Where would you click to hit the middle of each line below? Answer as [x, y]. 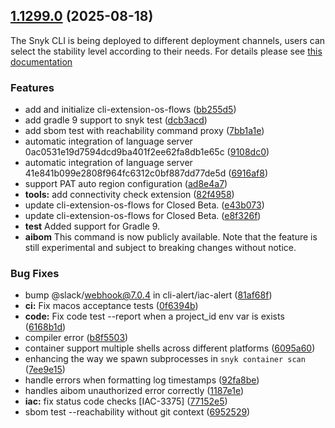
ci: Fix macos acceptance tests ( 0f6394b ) [111, 306]
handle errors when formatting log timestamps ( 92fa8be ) [142, 380]
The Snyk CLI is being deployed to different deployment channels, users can [168, 40]
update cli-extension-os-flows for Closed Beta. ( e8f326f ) [143, 216]
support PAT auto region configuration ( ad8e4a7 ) [126, 184]
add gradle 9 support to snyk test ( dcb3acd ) [116, 120]
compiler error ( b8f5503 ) [76, 338]
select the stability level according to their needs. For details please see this [166, 51]
